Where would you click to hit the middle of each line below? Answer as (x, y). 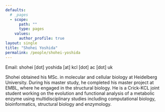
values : (22, 34)
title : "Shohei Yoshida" (31, 48)
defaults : (16, 10)
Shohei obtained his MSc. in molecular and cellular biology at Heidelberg (81, 77)
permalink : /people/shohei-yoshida (43, 52)
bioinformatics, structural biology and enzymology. (58, 104)
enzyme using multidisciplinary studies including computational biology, (80, 99)
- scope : (19, 19)
